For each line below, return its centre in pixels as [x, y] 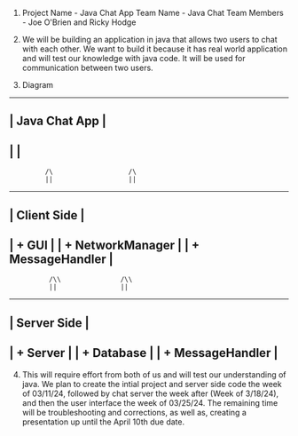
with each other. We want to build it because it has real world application [155, 49]
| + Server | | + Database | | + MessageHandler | [144, 353]
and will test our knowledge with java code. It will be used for [133, 58]
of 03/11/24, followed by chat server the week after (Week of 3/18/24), [150, 393]
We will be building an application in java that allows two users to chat [149, 40]
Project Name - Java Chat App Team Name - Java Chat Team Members [153, 13]
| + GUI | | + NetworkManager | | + [105, 245]
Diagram [38, 85]
